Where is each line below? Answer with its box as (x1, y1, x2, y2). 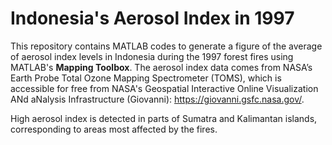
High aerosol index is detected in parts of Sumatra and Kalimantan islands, (10, 112, 318, 124)
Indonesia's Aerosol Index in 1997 (10, 7, 295, 30)
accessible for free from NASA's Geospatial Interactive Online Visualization (10, 82, 319, 94)
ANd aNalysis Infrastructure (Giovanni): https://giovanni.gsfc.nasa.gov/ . (10, 93, 305, 105)
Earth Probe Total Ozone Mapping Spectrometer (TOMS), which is (10, 72, 282, 84)
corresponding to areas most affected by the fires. (10, 123, 218, 135)
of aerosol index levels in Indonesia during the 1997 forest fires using (10, 50, 294, 62)
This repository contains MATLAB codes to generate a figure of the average (10, 40, 323, 52)
